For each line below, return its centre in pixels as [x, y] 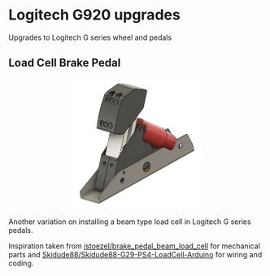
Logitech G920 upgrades [94, 15]
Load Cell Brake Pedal [65, 63]
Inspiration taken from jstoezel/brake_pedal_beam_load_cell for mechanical [134, 246]
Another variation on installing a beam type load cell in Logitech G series [130, 222]
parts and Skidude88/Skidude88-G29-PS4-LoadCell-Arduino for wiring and [135, 254]
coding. [21, 263]
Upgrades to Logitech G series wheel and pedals [90, 37]
